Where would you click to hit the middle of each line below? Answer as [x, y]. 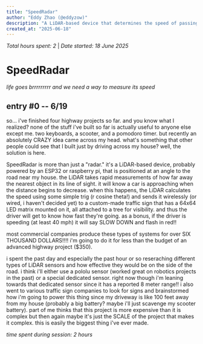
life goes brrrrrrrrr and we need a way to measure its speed [81, 87]
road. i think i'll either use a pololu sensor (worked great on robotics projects [101, 271]
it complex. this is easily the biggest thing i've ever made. [78, 323]
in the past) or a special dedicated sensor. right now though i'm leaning [95, 278]
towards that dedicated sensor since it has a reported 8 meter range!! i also [100, 284]
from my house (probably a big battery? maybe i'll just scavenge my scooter [101, 303]
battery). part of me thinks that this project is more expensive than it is [94, 310]
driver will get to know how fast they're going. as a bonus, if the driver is [96, 216]
